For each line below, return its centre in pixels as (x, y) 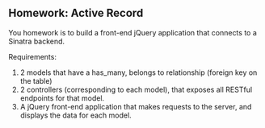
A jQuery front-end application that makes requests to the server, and (136, 106)
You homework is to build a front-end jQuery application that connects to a (132, 32)
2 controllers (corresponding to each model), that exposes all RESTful (136, 89)
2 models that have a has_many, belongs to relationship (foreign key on (139, 72)
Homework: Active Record (76, 13)
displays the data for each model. (76, 115)
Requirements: (32, 56)
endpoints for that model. (62, 98)
